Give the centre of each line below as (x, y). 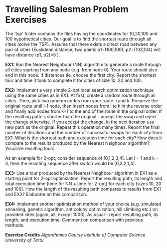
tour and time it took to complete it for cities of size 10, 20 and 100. (74, 80)
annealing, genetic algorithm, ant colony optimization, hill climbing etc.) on (82, 209)
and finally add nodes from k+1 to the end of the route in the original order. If (83, 111)
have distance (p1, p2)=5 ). (33, 55)
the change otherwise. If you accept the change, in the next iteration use (80, 122)
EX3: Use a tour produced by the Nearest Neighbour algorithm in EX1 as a (81, 173)
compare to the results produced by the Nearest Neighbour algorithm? (78, 143)
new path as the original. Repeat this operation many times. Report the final (83, 127)
